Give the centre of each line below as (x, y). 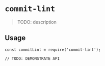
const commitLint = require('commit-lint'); (53, 50)
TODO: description (37, 22)
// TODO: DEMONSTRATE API (32, 58)
